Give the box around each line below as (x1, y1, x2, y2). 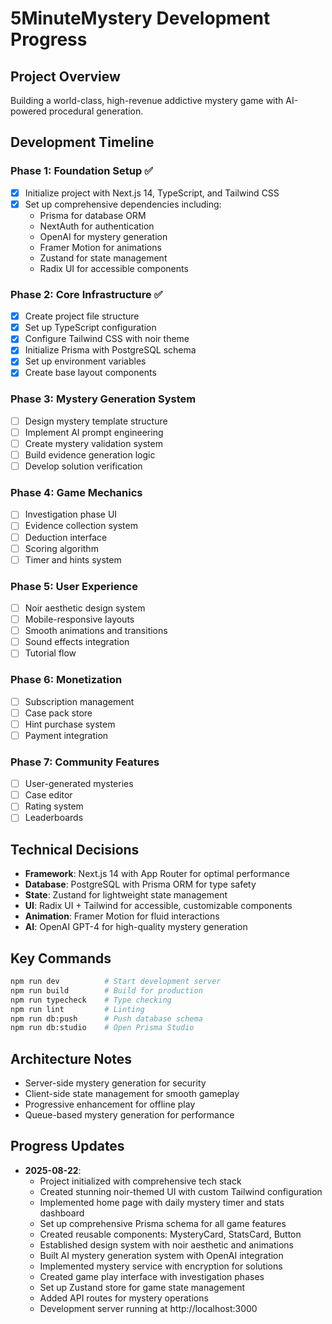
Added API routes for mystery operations (39, 1292, 209, 1304)
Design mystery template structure (24, 415, 168, 427)
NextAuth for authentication (39, 220, 155, 232)
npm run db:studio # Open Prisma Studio (10, 1023, 195, 1033)
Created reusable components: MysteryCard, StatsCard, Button (39, 1228, 302, 1240)
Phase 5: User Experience (10, 579, 138, 593)
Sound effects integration (24, 636, 130, 648)
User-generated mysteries (24, 778, 134, 790)
